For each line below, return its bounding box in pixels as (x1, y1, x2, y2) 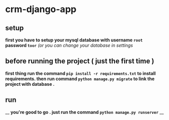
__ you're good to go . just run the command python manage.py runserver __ (5, 109, 164, 115)
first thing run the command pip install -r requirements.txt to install (5, 70, 156, 76)
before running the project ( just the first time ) (5, 57, 155, 66)
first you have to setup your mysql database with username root (5, 37, 143, 43)
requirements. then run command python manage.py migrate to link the (5, 76, 155, 82)
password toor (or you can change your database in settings (5, 42, 133, 48)
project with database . (5, 81, 55, 87)
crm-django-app (5, 4, 77, 15)
